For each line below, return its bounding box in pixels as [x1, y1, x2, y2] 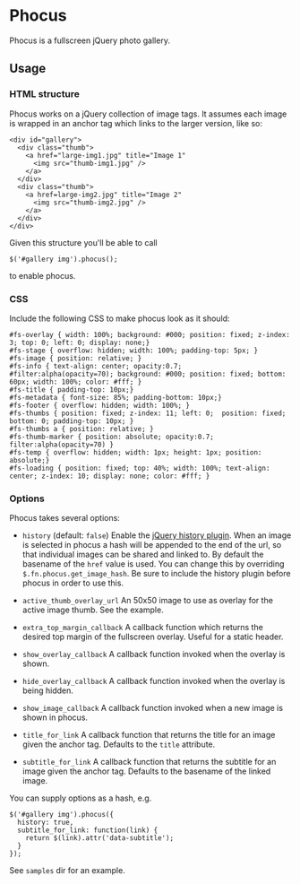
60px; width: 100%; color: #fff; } [9, 377, 142, 386]
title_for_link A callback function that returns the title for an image [21, 730, 276, 741]
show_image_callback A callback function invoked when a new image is [21, 703, 284, 714]
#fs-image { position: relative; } [9, 353, 142, 363]
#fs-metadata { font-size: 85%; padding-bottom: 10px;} [9, 393, 222, 402]
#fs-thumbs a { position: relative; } [9, 424, 154, 433]
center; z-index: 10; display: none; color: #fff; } [9, 472, 210, 481]
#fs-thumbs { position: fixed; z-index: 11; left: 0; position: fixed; [9, 409, 287, 418]
